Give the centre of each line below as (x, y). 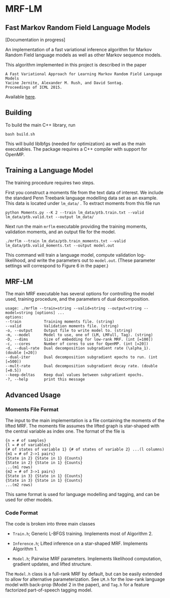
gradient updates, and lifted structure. (52, 564)
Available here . (21, 97)
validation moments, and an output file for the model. (61, 232)
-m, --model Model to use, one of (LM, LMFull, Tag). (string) (79, 335)
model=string (19, 313)
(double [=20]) (21, 353)
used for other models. (29, 500)
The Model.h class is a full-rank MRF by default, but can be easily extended (84, 574)
